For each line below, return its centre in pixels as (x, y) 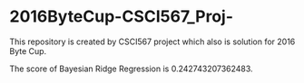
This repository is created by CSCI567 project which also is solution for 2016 (152, 41)
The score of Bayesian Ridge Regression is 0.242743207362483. (131, 69)
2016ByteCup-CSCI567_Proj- (122, 17)
